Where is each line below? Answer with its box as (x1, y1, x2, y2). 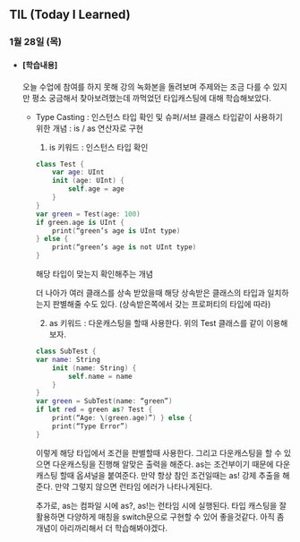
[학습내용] (21, 59, 58, 70)
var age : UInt (52, 168, 105, 177)
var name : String (35, 355, 101, 364)
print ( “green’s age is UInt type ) (52, 226, 181, 236)
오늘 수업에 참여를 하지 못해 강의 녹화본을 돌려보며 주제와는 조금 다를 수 (21, 81, 271, 92)
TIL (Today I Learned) (9, 7, 132, 22)
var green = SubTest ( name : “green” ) (35, 397, 173, 406)
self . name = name (67, 372, 133, 381)
